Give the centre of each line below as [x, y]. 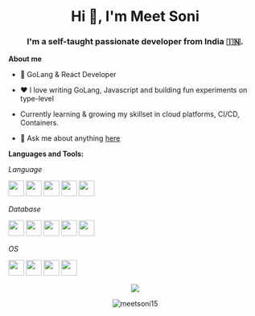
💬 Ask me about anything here [70, 138]
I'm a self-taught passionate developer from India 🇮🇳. [135, 42]
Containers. [39, 123]
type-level [37, 99]
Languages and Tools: [46, 154]
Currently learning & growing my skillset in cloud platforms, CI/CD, [130, 114]
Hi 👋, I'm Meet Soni [135, 16]
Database [25, 209]
